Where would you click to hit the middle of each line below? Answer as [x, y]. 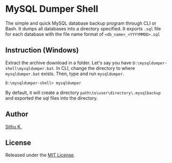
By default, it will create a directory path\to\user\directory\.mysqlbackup [83, 93]
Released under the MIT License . [40, 155]
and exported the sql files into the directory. [52, 98]
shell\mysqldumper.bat [30, 68]
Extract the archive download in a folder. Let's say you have [69, 63]
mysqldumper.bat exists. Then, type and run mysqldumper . [65, 74]
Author [17, 114]
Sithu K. [14, 126]
